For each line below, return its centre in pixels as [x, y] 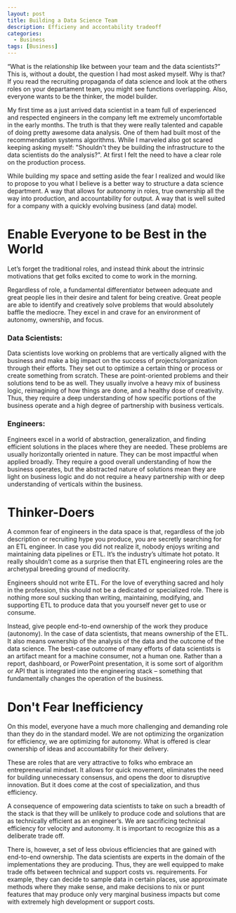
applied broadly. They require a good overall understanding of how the [110, 461]
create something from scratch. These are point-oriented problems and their [118, 376]
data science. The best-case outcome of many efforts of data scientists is [114, 649]
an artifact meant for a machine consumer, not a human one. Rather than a [115, 656]
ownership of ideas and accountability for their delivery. [88, 749]
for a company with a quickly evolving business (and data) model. [103, 206]
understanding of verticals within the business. [75, 484]
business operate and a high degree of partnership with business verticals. [116, 406]
